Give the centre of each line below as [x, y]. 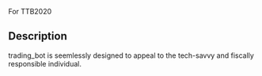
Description [38, 36]
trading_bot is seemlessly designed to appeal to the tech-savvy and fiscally [131, 55]
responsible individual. [45, 63]
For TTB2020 [30, 11]
